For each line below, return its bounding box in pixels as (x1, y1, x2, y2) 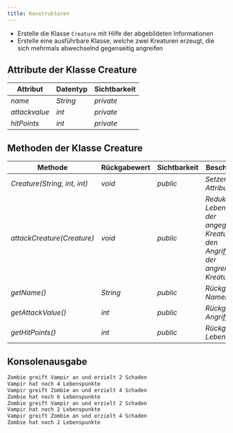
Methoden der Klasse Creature (7, 142, 144, 154)
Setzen (205, 175, 228, 184)
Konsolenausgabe (7, 355, 88, 367)
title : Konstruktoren (7, 10, 70, 17)
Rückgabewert (101, 163, 150, 173)
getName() (10, 288, 46, 298)
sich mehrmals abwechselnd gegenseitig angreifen (17, 44, 164, 52)
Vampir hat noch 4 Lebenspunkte (7, 380, 101, 387)
